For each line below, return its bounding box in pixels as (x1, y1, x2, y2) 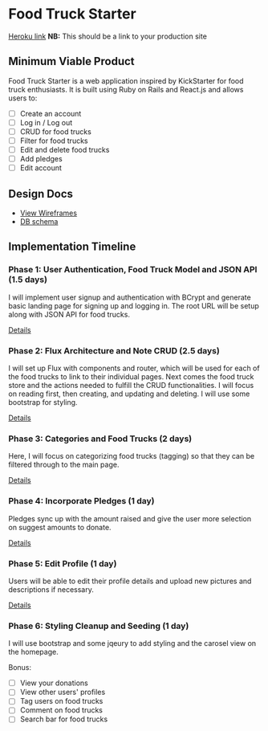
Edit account (19, 163, 63, 173)
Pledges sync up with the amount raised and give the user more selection (8, 513, 252, 523)
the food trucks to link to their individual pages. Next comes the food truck (8, 371, 254, 382)
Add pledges (19, 154, 63, 164)
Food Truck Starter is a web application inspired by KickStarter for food (8, 76, 244, 85)
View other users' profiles (19, 688, 106, 697)
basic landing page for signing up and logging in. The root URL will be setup (8, 300, 259, 310)
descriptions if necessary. (8, 584, 94, 594)
